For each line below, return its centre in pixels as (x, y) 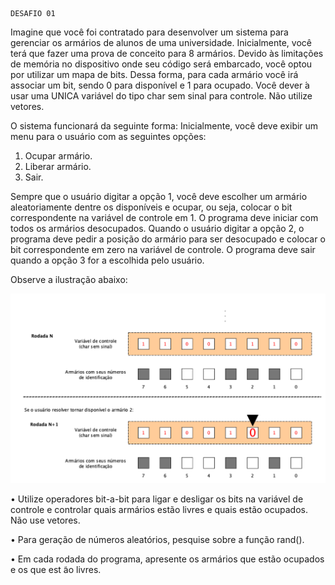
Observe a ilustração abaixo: (69, 279)
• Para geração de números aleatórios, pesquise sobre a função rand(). (157, 539)
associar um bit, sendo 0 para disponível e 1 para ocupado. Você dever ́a (160, 85)
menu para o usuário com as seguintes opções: (108, 136)
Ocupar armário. (58, 156)
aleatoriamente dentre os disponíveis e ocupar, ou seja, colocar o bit (151, 207)
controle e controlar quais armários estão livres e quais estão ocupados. (159, 509)
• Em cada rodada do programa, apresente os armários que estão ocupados (167, 559)
